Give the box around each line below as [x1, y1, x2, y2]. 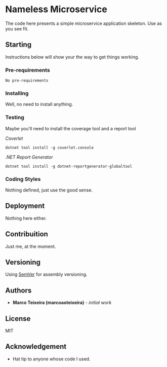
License [5, 314, 31, 323]
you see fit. [5, 25, 29, 31]
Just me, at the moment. [5, 243, 56, 249]
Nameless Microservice [5, 4, 107, 15]
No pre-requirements [5, 78, 49, 83]
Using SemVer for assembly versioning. [5, 271, 88, 277]
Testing [5, 114, 24, 121]
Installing [5, 90, 29, 97]
